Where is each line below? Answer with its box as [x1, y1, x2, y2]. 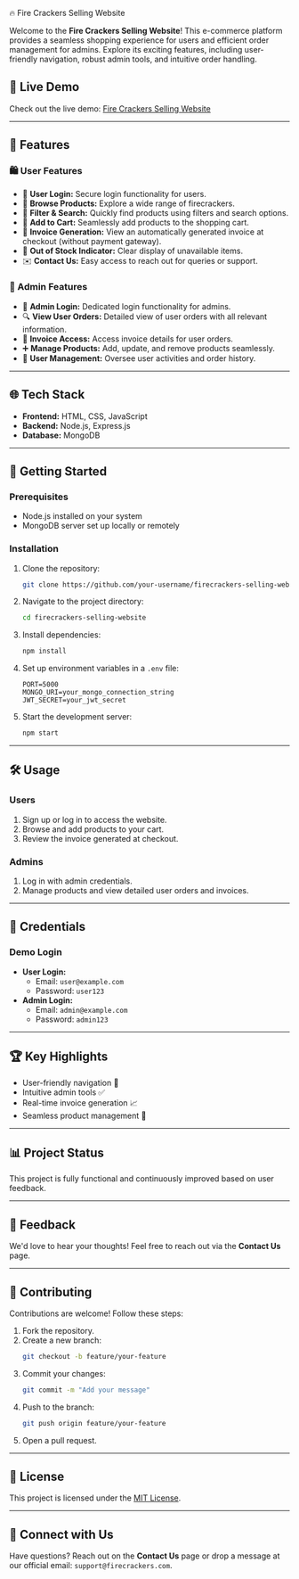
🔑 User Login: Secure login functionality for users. [21, 188, 206, 199]
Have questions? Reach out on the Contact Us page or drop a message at [9, 1550, 280, 1561]
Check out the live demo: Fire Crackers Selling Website [9, 103, 211, 114]
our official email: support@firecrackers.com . [9, 1560, 173, 1571]
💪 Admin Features [9, 281, 88, 293]
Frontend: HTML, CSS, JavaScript [21, 410, 149, 422]
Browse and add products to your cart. [21, 824, 165, 835]
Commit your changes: [21, 1368, 106, 1378]
